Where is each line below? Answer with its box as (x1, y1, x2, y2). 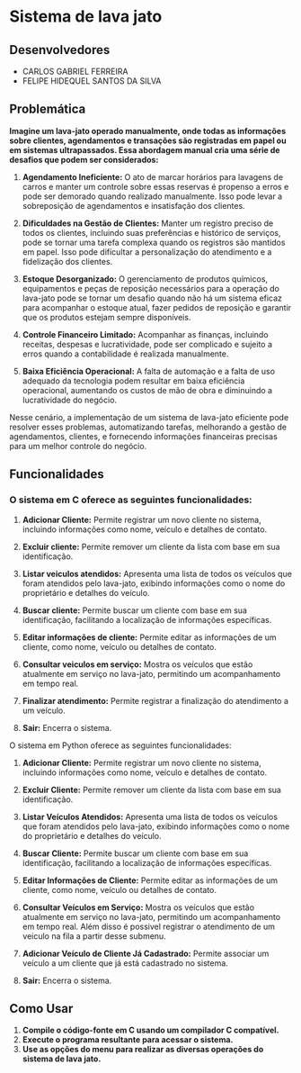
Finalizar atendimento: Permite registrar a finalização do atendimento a (22, 695, 289, 706)
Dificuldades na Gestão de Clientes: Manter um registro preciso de (22, 218, 274, 229)
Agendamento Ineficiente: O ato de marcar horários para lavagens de (22, 171, 284, 182)
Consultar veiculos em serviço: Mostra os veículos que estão (22, 659, 253, 670)
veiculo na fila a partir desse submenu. (22, 930, 166, 942)
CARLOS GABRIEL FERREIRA (22, 66, 128, 77)
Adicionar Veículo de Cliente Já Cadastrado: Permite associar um (22, 948, 270, 959)
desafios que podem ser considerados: (9, 154, 159, 165)
